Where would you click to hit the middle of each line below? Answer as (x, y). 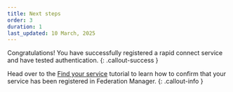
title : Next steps (34, 14)
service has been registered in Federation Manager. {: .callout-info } (105, 82)
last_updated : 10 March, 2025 (52, 33)
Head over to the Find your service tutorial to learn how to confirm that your (117, 74)
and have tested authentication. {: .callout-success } (83, 61)
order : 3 (20, 20)
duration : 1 (25, 26)
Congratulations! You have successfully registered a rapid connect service (115, 53)
